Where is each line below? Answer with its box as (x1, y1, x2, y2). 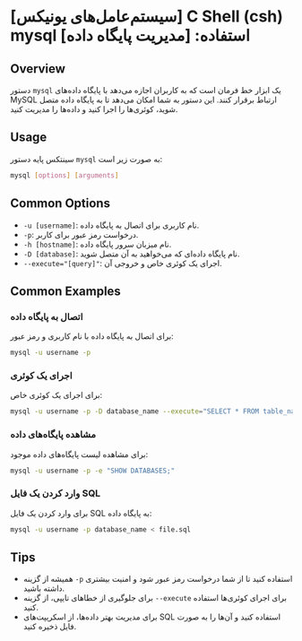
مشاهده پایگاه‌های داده (10, 429, 97, 441)
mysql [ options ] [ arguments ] (10, 170, 119, 180)
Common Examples (10, 283, 122, 299)
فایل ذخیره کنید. (22, 621, 77, 632)
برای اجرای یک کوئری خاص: (10, 390, 103, 401)
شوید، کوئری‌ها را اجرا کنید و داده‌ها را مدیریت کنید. (10, 104, 178, 114)
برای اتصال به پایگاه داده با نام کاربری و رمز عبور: (10, 331, 174, 342)
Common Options (10, 195, 111, 212)
